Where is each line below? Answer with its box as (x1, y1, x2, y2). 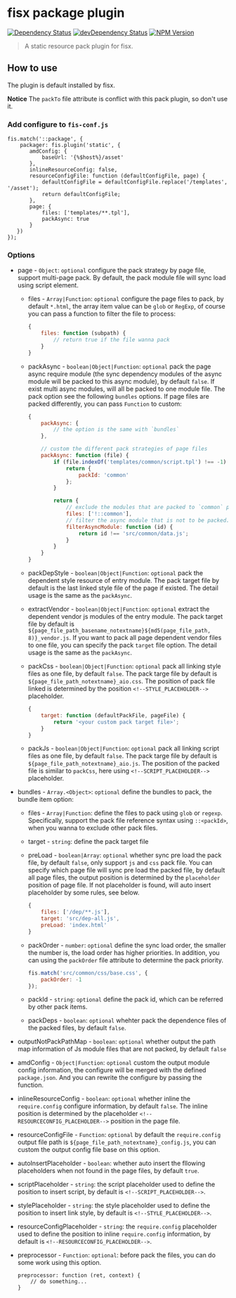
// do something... (30, 1278, 88, 1285)
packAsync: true (41, 216, 90, 223)
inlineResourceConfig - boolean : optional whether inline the (17, 1095, 191, 1103)
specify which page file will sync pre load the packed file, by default (27, 866, 225, 875)
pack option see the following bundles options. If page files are (27, 392, 209, 400)
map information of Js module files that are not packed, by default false (17, 1045, 227, 1053)
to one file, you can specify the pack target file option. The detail (27, 641, 218, 650)
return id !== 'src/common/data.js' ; (78, 529, 189, 537)
